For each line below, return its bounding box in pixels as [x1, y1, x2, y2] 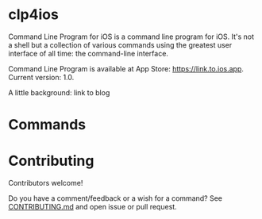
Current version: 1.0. [8, 72, 75, 82]
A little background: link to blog [8, 87, 110, 97]
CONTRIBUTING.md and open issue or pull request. [8, 202, 177, 212]
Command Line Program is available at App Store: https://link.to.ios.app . [8, 63, 245, 73]
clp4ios [8, 6, 60, 24]
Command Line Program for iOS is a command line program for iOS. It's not [8, 32, 255, 41]
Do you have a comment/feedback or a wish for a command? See [8, 194, 222, 203]
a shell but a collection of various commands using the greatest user [8, 40, 233, 49]
